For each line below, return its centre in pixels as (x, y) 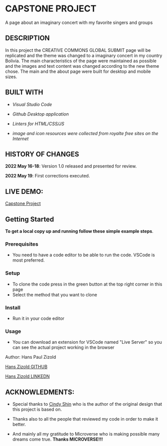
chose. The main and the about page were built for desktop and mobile (78, 71)
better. (19, 424)
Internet (20, 139)
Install (13, 307)
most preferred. (28, 260)
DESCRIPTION (27, 38)
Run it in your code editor (38, 318)
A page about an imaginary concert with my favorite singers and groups (79, 22)
